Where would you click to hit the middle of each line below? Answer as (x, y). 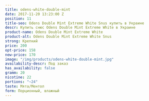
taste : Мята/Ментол (25, 86)
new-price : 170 (20, 55)
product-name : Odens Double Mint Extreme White (54, 32)
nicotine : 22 (18, 77)
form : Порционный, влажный (32, 91)
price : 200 (16, 46)
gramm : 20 (15, 73)
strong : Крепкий (21, 41)
